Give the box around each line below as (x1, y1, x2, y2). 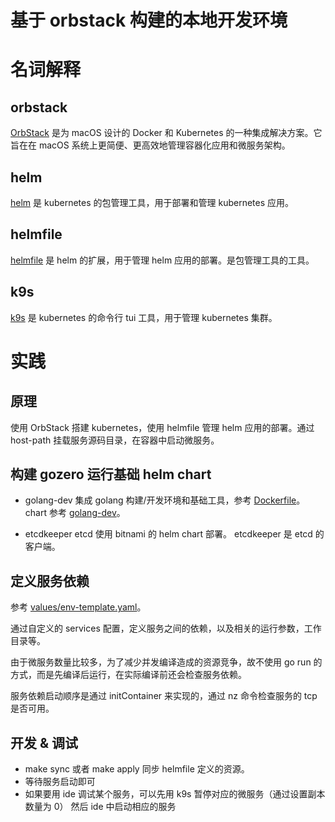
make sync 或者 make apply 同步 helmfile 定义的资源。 (24, 763, 250, 775)
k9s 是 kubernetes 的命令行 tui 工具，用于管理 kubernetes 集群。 (10, 311, 278, 323)
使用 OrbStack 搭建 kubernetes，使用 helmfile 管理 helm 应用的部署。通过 (10, 421, 315, 433)
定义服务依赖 (10, 572, 90, 590)
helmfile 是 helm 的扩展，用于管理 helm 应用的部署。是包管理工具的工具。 (10, 254, 315, 266)
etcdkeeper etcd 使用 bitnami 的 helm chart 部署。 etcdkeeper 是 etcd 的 (24, 528, 325, 540)
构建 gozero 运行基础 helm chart (10, 466, 212, 483)
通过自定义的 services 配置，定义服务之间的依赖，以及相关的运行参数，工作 (10, 622, 322, 635)
